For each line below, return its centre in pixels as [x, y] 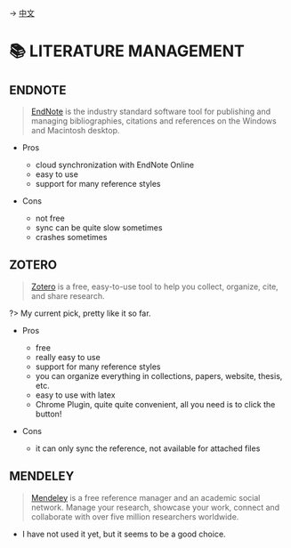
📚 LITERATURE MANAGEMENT [127, 51]
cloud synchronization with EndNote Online [114, 165]
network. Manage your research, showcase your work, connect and [155, 507]
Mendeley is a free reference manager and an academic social [145, 497]
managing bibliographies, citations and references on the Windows [154, 121]
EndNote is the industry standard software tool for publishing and [151, 111]
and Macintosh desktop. [75, 130]
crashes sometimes [71, 237]
